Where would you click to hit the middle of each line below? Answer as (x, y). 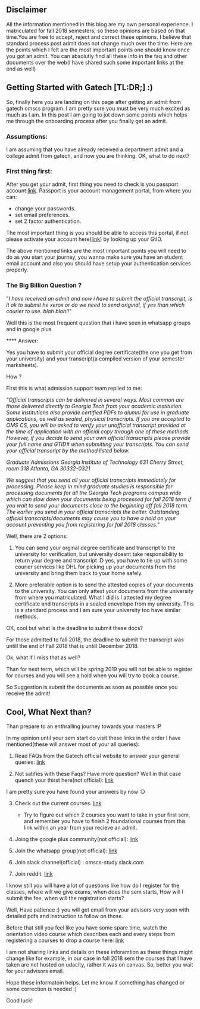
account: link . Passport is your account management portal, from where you (99, 191)
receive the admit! (28, 693)
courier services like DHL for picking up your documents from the (95, 567)
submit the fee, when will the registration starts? (65, 898)
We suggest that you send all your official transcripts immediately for (91, 480)
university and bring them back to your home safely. (79, 573)
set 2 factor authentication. (48, 221)
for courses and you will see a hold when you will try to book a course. (93, 675)
